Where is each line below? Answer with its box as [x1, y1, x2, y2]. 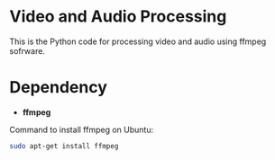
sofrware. [9, 45, 45, 56]
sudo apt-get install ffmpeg [9, 141, 119, 150]
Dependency [9, 77, 108, 98]
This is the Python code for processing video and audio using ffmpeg [9, 36, 267, 47]
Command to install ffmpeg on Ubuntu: [9, 124, 154, 135]
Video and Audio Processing [9, 6, 227, 27]
